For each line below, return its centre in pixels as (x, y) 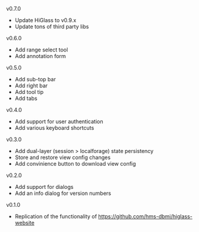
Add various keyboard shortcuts (54, 128)
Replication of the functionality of (56, 216)
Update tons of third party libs (52, 27)
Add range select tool (41, 50)
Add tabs (26, 98)
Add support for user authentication (59, 121)
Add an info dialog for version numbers (63, 193)
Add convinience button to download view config (75, 164)
